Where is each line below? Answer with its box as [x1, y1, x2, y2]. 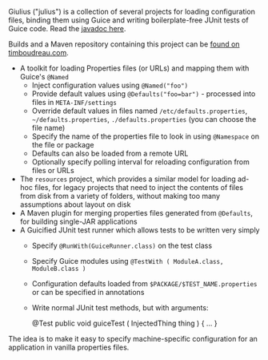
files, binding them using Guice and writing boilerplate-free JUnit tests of [8, 15, 250, 25]
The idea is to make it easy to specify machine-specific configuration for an [8, 334, 258, 343]
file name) [31, 123, 66, 132]
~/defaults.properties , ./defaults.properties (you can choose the [31, 115, 257, 123]
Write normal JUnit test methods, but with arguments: [31, 303, 209, 312]
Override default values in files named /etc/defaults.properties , [31, 106, 248, 115]
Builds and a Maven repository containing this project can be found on [8, 39, 240, 49]
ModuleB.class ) [31, 265, 86, 273]
